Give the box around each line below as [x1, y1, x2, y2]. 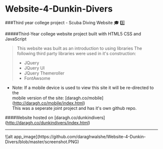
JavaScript [5, 36, 27, 42]
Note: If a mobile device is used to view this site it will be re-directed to [12, 85, 154, 90]
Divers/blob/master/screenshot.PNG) [5, 139, 79, 145]
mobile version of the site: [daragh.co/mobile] [12, 95, 104, 101]
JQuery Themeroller [24, 70, 65, 76]
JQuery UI [24, 65, 45, 71]
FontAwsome [24, 75, 50, 81]
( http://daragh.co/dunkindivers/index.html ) [5, 119, 91, 125]
